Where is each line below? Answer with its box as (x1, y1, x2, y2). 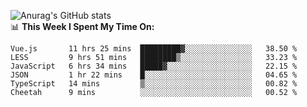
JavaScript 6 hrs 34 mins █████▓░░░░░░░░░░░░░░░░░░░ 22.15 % (10, 61, 298, 71)
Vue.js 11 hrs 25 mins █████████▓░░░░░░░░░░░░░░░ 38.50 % (10, 44, 298, 54)
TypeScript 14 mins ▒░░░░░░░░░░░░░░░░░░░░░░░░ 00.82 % (10, 79, 298, 89)
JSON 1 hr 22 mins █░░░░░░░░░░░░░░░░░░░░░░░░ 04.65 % (10, 70, 298, 80)
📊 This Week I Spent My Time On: (10, 21, 155, 32)
